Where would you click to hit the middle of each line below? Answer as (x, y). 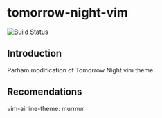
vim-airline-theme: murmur (46, 108)
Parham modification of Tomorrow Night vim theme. (81, 70)
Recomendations (45, 92)
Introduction (35, 53)
